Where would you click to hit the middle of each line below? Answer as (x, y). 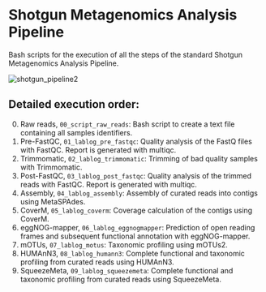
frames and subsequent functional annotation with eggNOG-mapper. (135, 236)
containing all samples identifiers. (76, 132)
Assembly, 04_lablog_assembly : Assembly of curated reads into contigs (139, 193)
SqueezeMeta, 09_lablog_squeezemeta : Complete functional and (127, 270)
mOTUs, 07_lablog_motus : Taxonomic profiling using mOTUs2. (124, 244)
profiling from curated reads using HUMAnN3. (97, 262)
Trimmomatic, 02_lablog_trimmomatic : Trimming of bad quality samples (139, 158)
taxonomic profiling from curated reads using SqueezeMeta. (120, 279)
